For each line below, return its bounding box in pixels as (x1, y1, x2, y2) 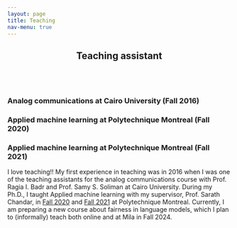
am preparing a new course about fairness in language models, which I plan (7, 205, 229, 213)
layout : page (7, 10, 46, 18)
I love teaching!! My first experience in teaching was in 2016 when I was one (7, 167, 231, 176)
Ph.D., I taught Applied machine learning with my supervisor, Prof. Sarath (7, 190, 220, 198)
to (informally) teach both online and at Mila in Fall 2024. (7, 212, 172, 221)
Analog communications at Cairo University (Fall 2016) (7, 96, 200, 106)
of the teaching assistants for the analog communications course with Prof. (7, 175, 227, 183)
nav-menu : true (7, 23, 53, 30)
